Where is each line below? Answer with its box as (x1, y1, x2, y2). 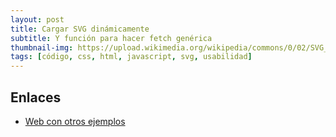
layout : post (10, 14, 65, 25)
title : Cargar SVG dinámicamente (10, 24, 150, 34)
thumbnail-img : (10, 42, 74, 53)
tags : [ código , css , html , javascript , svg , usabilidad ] (10, 52, 253, 62)
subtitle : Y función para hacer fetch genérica (10, 33, 213, 43)
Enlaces (10, 89, 62, 106)
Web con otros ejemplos (24, 115, 126, 127)
